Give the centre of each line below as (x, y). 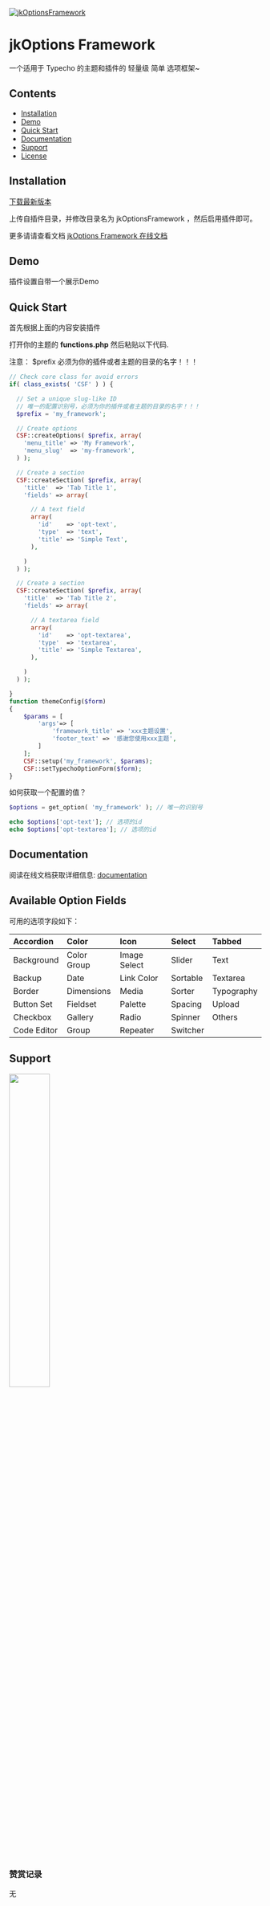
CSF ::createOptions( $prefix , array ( (79, 436)
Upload (226, 1004)
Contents (33, 94)
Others (225, 1017)
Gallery (80, 1017)
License (34, 156)
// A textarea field (64, 620)
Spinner (186, 1017)
